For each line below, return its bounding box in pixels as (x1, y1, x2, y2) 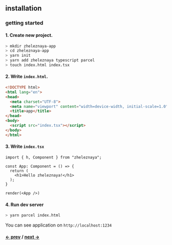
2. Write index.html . (5, 74, 48, 80)
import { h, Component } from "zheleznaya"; (5, 154, 102, 160)
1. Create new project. (5, 32, 53, 38)
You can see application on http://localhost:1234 (5, 222, 112, 228)
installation (5, 4, 42, 13)
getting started (5, 19, 44, 27)
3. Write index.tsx (5, 143, 45, 150)
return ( (10, 168, 29, 173)
